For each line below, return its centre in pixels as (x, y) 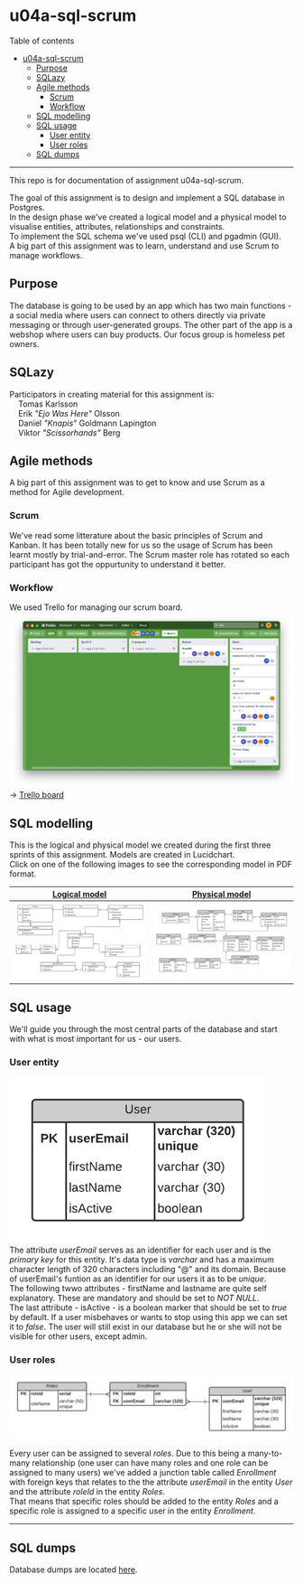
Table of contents (42, 41)
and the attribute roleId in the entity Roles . (87, 1492)
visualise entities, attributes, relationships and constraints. (117, 226)
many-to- (265, 1453)
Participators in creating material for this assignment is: (112, 394)
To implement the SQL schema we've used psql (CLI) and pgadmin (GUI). (145, 236)
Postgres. (27, 207)
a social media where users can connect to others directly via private (138, 315)
